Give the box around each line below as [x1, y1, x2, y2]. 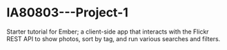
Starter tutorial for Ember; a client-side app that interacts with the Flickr [6, 27, 209, 36]
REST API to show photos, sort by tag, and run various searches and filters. [6, 34, 221, 42]
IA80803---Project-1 [6, 5, 129, 21]
